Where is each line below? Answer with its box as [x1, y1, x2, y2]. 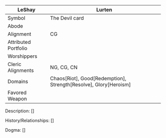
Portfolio [7, 45, 28, 51]
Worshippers [7, 53, 38, 60]
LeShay [17, 6, 36, 13]
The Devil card [50, 15, 84, 21]
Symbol [7, 15, 26, 21]
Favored [7, 89, 27, 96]
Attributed [7, 39, 31, 45]
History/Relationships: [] [5, 118, 54, 123]
